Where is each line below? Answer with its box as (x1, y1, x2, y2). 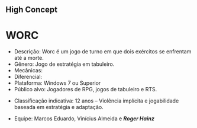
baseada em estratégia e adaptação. (14, 104, 104, 111)
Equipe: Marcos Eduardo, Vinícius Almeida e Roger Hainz (14, 115, 155, 122)
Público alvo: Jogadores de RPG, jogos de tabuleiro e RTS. (14, 86, 157, 93)
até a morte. (14, 55, 44, 62)
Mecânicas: (14, 67, 43, 74)
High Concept (5, 5, 57, 15)
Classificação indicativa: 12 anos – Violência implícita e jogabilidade (14, 97, 179, 104)
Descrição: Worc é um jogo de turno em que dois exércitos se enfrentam (14, 48, 192, 55)
